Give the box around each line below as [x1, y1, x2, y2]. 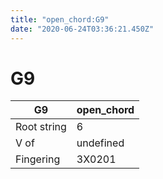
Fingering [15, 152, 61, 166]
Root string [15, 120, 67, 134]
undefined [76, 136, 125, 150]
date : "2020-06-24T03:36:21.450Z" [10, 24, 155, 34]
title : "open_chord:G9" [10, 14, 110, 25]
